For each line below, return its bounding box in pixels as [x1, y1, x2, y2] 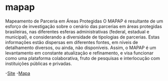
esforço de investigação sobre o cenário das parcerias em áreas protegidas [5, 23, 162, 29]
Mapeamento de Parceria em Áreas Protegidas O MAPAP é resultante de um [5, 18, 163, 24]
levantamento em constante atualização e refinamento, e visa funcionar [5, 49, 154, 56]
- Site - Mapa [5, 70, 30, 76]
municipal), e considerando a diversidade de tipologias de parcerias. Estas [5, 34, 160, 40]
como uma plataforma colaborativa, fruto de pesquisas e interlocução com [5, 55, 160, 61]
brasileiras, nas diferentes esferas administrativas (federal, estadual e [5, 28, 149, 34]
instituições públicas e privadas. [5, 60, 72, 66]
